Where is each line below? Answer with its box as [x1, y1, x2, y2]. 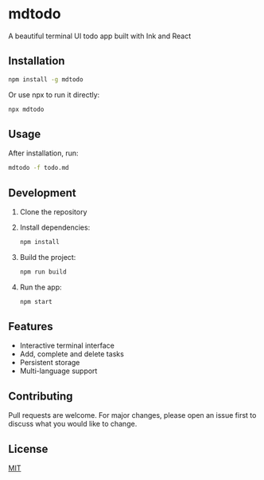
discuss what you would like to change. [8, 419, 138, 429]
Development [8, 186, 77, 199]
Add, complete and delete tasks [19, 349, 125, 359]
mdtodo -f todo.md [8, 164, 69, 172]
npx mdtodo [8, 105, 45, 113]
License [8, 442, 49, 455]
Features [8, 320, 53, 333]
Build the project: [19, 252, 76, 262]
